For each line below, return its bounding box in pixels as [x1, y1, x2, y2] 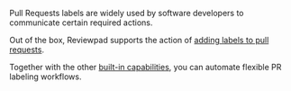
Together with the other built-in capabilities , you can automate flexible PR [9, 62, 282, 72]
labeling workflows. [9, 71, 82, 82]
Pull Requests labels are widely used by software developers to [9, 8, 244, 18]
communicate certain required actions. [9, 17, 153, 28]
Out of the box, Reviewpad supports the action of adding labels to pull [9, 35, 269, 45]
